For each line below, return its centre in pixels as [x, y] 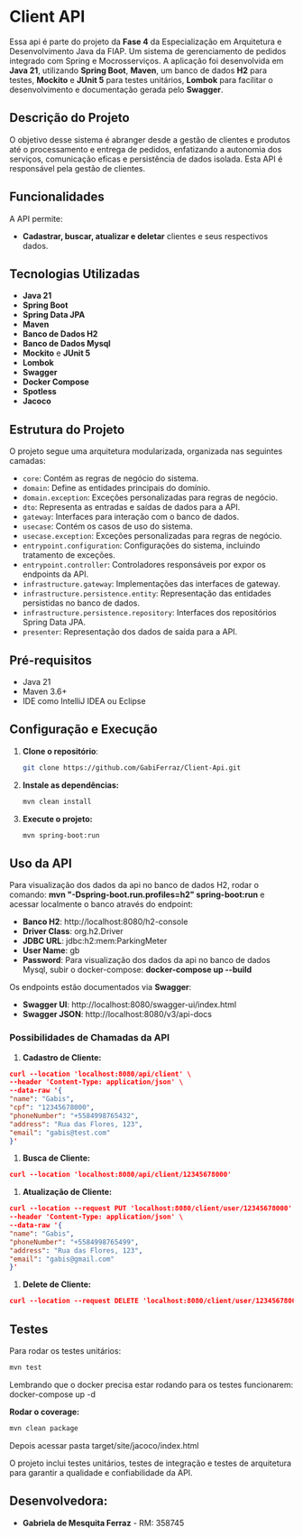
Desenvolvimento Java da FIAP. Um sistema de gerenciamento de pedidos [148, 51]
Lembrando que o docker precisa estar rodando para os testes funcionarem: [151, 1384]
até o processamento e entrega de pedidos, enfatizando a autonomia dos [146, 149]
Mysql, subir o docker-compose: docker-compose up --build [137, 970]
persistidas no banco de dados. [81, 603]
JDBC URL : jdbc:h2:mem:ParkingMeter [95, 941]
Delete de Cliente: [57, 1284]
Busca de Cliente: [56, 1158]
